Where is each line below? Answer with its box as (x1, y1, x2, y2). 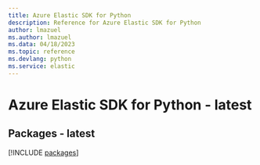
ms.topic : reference (8, 48, 76, 56)
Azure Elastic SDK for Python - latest (8, 95, 252, 113)
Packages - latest (8, 127, 96, 141)
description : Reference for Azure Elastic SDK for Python (8, 19, 201, 27)
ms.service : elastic (8, 63, 76, 70)
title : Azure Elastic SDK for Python (8, 11, 132, 20)
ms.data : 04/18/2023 (8, 41, 76, 48)
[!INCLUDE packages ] (8, 148, 79, 157)
